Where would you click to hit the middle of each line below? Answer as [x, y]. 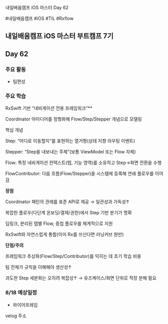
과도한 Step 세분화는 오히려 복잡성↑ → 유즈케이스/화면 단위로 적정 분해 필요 [81, 278]
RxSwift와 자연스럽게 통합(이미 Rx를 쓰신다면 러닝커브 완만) [65, 234]
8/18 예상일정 [21, 293]
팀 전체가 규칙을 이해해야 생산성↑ [39, 267]
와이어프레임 [25, 305]
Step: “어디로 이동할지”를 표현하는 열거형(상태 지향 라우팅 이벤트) [70, 141]
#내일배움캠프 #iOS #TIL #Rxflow [40, 18]
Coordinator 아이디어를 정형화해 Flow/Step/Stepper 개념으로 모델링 [74, 119]
